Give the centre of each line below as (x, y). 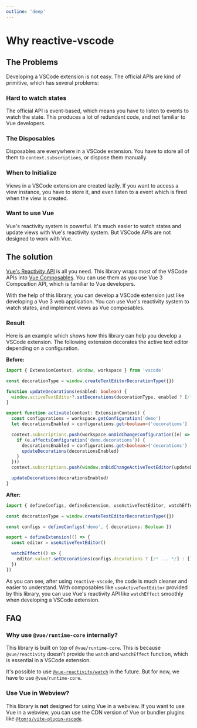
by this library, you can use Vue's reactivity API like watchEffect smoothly (95, 593)
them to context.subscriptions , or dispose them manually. (77, 158)
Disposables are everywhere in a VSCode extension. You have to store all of (98, 151)
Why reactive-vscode (60, 40)
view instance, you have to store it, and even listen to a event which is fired (97, 192)
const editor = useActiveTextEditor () (59, 543)
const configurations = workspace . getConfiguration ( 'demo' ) (86, 419)
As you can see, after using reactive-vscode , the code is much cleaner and (97, 581)
